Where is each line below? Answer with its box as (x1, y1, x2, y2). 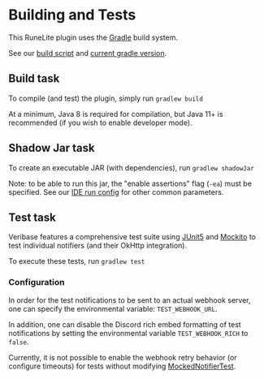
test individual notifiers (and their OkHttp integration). (8, 241, 188, 251)
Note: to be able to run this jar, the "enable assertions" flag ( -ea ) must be (8, 179, 252, 188)
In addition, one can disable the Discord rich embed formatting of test (8, 319, 241, 329)
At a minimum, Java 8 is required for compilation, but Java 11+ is (8, 109, 223, 118)
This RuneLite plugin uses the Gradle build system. (8, 32, 179, 42)
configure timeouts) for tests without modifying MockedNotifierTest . (8, 361, 236, 371)
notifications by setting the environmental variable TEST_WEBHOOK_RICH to (8, 328, 249, 338)
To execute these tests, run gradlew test (8, 256, 145, 266)
